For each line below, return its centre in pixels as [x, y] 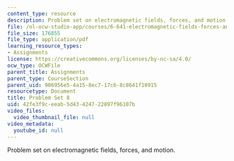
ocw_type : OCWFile [34, 66]
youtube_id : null [39, 130]
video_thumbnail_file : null [54, 117]
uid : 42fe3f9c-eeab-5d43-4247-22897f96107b [71, 105]
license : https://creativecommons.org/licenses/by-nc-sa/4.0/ [99, 59]
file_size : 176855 [34, 33]
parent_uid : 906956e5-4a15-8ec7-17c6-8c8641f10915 [82, 85]
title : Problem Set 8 [39, 98]
